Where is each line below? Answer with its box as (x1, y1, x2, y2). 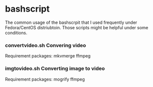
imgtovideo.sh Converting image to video (5, 65, 105, 72)
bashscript (5, 3, 50, 15)
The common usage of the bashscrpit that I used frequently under (5, 19, 137, 25)
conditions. (5, 30, 28, 35)
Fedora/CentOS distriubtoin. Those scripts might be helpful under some (5, 24, 149, 30)
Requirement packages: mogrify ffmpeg (5, 76, 85, 82)
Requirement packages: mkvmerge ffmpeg (5, 53, 91, 59)
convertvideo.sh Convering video (5, 42, 86, 49)
